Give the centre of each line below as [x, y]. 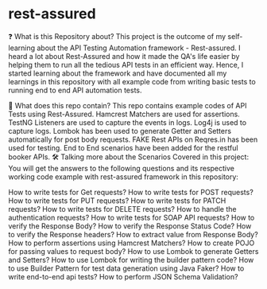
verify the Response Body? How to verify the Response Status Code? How [130, 226]
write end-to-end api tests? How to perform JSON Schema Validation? [123, 276]
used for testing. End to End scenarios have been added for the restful [123, 147]
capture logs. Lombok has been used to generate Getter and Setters [120, 131]
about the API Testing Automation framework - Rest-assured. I [139, 48]
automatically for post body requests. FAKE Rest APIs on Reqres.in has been [133, 139]
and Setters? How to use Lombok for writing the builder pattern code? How [131, 260]
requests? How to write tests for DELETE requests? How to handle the [122, 209]
